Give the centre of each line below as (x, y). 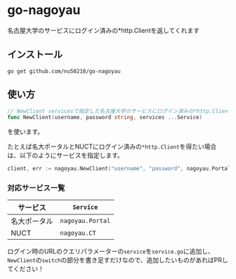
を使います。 (26, 132)
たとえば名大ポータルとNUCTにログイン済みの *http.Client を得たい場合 (112, 147)
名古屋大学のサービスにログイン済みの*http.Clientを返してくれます (104, 30)
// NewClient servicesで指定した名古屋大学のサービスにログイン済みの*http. (110, 111)
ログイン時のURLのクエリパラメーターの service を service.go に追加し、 (111, 252)
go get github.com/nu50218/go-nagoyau (64, 71)
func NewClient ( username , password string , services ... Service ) (105, 118)
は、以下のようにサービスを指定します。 (66, 156)
